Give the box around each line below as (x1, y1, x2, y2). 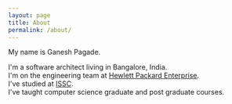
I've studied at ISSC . (8, 79, 74, 88)
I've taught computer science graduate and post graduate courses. (8, 88, 225, 97)
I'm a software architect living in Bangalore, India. (8, 63, 168, 72)
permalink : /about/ (8, 26, 72, 34)
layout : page (8, 11, 51, 20)
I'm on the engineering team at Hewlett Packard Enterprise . (8, 71, 200, 81)
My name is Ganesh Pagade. (8, 48, 101, 57)
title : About (8, 19, 51, 27)
